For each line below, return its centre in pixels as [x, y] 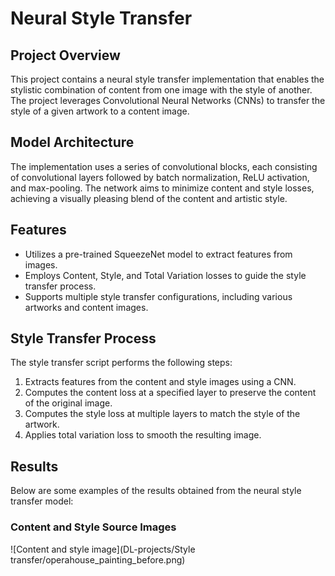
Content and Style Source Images [93, 527]
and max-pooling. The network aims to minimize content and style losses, [162, 188]
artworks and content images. [86, 307]
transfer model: [42, 501]
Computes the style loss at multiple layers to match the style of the [162, 414]
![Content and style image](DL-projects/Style [103, 549]
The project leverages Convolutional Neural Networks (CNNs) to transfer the [168, 100]
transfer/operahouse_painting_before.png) [98, 559]
